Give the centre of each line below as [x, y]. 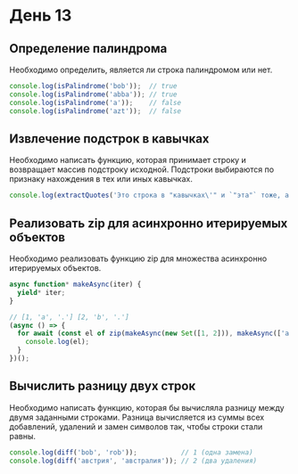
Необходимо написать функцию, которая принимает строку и [128, 160]
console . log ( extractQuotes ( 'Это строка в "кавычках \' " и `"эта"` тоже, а [149, 196]
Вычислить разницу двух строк [103, 386]
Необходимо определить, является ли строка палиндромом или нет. [141, 69]
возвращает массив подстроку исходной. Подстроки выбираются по [142, 169]
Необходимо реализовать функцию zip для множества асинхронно [138, 258]
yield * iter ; [41, 292]
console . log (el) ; [58, 342]
